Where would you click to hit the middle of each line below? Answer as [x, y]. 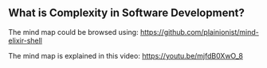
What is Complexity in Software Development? [126, 13]
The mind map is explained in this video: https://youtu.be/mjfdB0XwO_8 [126, 55]
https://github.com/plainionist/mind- [199, 32]
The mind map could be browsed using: [73, 32]
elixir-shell [25, 40]
